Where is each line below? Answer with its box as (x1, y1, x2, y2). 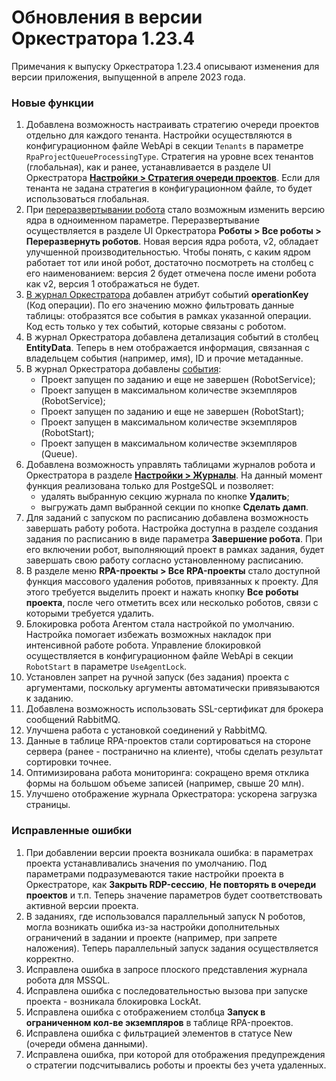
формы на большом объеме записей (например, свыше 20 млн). (25, 777, 305, 790)
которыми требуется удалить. (25, 607, 155, 620)
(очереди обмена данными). (25, 1037, 149, 1050)
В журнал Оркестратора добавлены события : (25, 363, 222, 375)
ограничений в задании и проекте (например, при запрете (25, 931, 278, 943)
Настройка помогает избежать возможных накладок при (25, 629, 272, 641)
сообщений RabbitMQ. (25, 714, 121, 726)
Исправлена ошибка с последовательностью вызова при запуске (25, 984, 308, 996)
